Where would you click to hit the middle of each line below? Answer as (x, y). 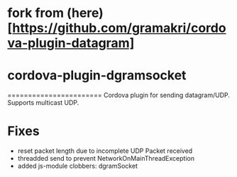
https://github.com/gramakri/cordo (119, 28)
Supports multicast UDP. (43, 103)
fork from (36, 13)
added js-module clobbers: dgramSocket (78, 166)
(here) (85, 13)
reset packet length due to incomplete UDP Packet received (105, 151)
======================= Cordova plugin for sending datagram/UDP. (119, 95)
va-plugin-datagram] (71, 43)
